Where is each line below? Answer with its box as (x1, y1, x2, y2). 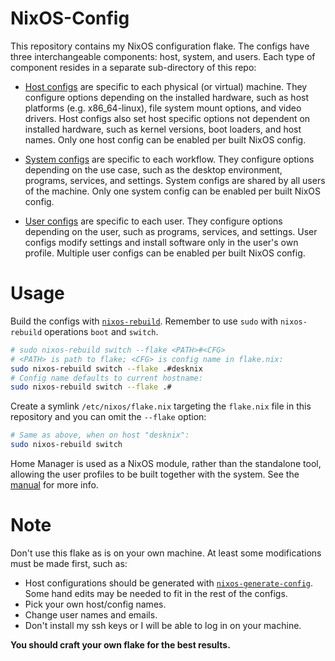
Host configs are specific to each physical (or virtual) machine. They (24, 80, 308, 92)
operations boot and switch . (44, 325, 159, 337)
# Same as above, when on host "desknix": (10, 430, 190, 441)
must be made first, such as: (10, 557, 128, 569)
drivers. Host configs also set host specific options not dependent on (24, 112, 311, 124)
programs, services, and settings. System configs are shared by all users (24, 174, 326, 186)
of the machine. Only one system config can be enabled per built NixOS (24, 185, 322, 197)
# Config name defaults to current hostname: (10, 373, 203, 383)
